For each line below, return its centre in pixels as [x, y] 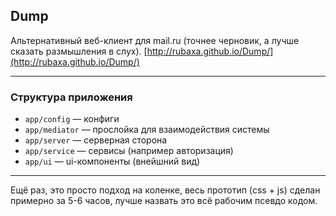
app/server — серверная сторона [96, 140]
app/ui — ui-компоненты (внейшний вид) [112, 161]
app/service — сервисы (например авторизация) [129, 151]
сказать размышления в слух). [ [79, 51]
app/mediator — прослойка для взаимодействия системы [147, 130]
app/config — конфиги [72, 119]
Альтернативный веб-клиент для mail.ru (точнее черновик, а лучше [155, 40]
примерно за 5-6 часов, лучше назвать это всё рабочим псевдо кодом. [164, 201]
